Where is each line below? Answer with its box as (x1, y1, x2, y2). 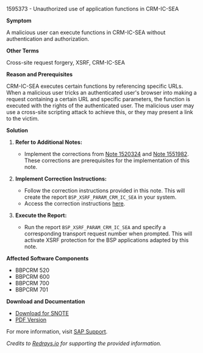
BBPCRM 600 (15, 273, 50, 280)
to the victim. (6, 115, 40, 122)
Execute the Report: (15, 212, 67, 219)
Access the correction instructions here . (24, 200, 126, 207)
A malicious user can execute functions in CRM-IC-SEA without (6, 29, 166, 36)
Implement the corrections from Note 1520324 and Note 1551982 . (24, 151, 189, 157)
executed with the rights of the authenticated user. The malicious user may (6, 102, 194, 109)
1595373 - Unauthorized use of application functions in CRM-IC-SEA (6, 5, 179, 12)
